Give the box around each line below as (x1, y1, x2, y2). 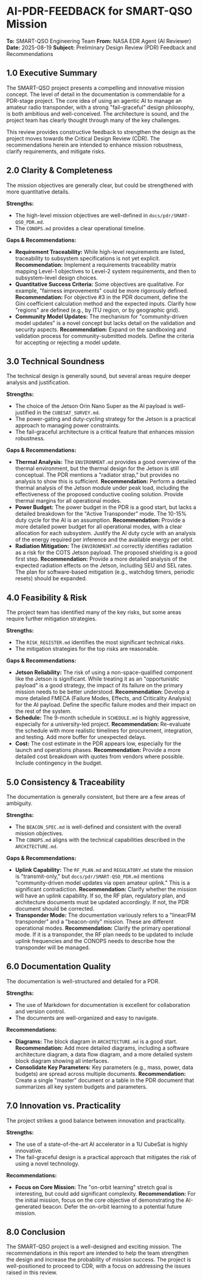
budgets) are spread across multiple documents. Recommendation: (15, 1070, 187, 1077)
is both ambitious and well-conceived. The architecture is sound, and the (6, 110, 190, 117)
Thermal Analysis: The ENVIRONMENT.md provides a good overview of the (15, 458, 196, 466)
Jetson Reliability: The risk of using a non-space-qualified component (15, 669, 193, 676)
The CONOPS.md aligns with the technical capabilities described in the (15, 836, 185, 843)
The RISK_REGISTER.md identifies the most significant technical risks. (15, 639, 185, 646)
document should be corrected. (15, 905, 95, 912)
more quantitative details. (6, 188, 70, 195)
